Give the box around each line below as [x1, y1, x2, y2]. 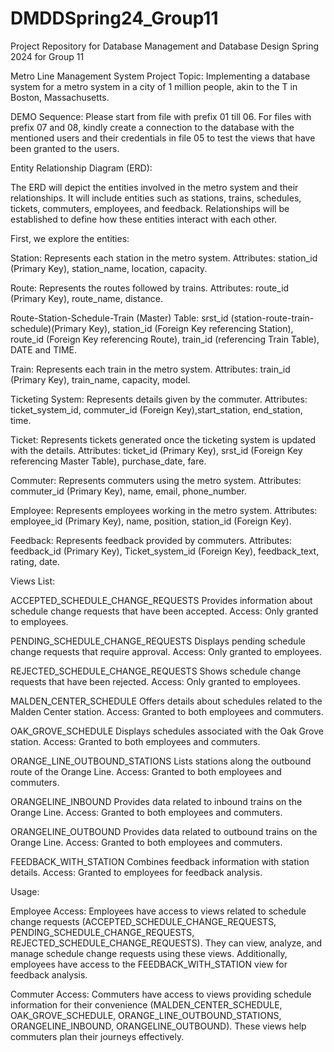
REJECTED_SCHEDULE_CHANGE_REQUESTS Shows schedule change [10, 665, 302, 677]
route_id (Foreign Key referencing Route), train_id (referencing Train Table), [10, 333, 320, 345]
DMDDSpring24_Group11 [10, 7, 219, 30]
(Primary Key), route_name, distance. [10, 292, 163, 304]
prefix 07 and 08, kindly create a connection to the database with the [10, 121, 295, 133]
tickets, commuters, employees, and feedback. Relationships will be [10, 202, 290, 214]
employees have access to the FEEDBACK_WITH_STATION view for [10, 958, 288, 970]
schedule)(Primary [10, 322, 87, 334]
